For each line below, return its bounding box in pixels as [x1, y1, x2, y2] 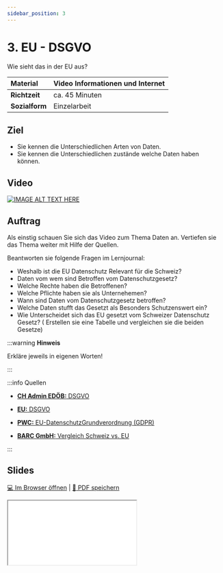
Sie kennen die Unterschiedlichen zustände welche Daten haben [16, 150, 200, 158]
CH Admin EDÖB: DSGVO [16, 392, 90, 400]
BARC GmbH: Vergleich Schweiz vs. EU [16, 432, 130, 439]
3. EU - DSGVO [7, 39, 92, 55]
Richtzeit [10, 90, 40, 99]
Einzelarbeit [53, 101, 92, 110]
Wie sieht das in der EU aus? [7, 62, 88, 71]
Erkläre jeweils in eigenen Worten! [7, 352, 103, 360]
